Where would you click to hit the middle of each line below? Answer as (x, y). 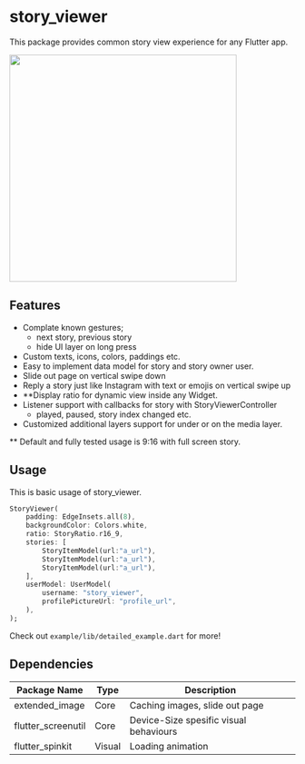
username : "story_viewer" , (93, 593)
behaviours (153, 731)
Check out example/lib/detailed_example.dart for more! (115, 635)
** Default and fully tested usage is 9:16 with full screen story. (125, 442)
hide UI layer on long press (86, 346)
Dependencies (51, 665)
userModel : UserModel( (69, 585)
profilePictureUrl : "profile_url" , (109, 601)
